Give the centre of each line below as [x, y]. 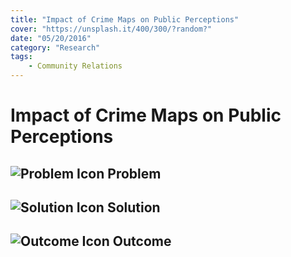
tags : [21, 57]
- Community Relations [75, 66]
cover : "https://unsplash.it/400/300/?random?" [111, 29]
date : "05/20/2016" [51, 38]
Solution [133, 207]
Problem [134, 173]
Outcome [142, 241]
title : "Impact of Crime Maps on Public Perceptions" [125, 19]
